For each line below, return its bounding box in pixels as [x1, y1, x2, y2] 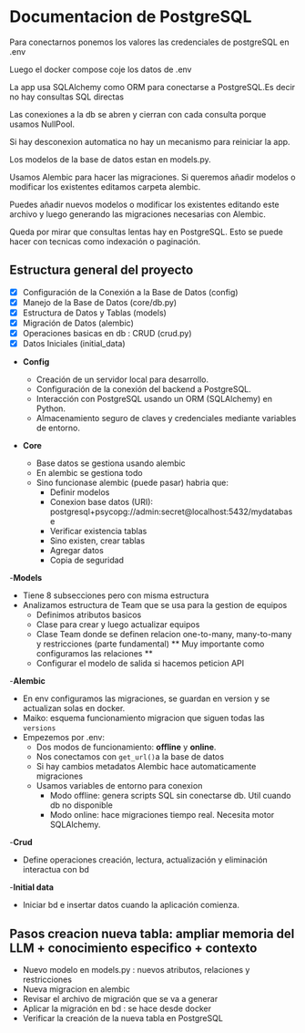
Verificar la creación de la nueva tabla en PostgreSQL [22, 1012, 223, 1023]
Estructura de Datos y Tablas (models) [22, 307, 167, 318]
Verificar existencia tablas [49, 526, 147, 537]
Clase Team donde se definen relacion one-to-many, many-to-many [36, 629, 292, 640]
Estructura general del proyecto [9, 263, 194, 278]
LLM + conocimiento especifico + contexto [9, 940, 258, 956]
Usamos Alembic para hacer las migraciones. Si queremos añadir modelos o [9, 171, 296, 182]
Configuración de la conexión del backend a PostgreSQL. [36, 384, 252, 395]
